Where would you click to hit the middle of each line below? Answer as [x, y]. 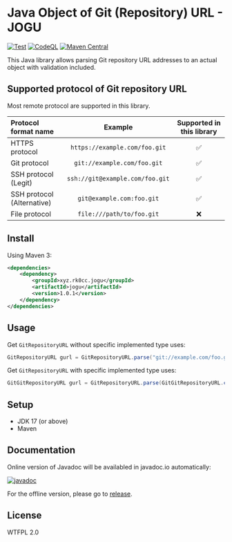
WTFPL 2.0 [23, 532]
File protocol [31, 214]
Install [21, 239]
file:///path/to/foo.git [118, 214]
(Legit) [21, 183]
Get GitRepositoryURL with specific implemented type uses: [92, 371]
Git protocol [30, 162]
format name [32, 131]
